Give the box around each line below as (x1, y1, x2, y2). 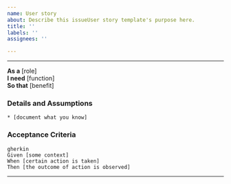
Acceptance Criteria (7, 130, 76, 139)
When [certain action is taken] (7, 157, 100, 165)
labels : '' (7, 29, 38, 36)
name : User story (7, 10, 57, 17)
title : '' (7, 23, 36, 30)
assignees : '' (7, 36, 48, 43)
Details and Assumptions (7, 99, 93, 108)
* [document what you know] (7, 114, 88, 121)
